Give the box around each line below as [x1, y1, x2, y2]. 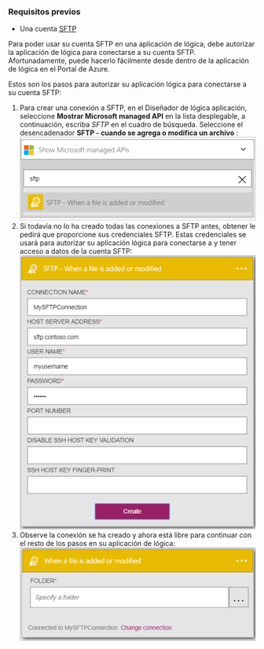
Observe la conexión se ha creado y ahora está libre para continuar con [19, 530, 252, 540]
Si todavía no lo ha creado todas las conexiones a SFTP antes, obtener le [19, 222, 256, 231]
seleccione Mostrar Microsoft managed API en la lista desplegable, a [19, 112, 246, 121]
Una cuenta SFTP [19, 24, 77, 34]
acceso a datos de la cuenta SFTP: [19, 247, 133, 256]
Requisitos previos [8, 6, 81, 17]
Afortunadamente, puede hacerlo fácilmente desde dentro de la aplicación [8, 56, 249, 65]
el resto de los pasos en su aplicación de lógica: [19, 539, 175, 548]
